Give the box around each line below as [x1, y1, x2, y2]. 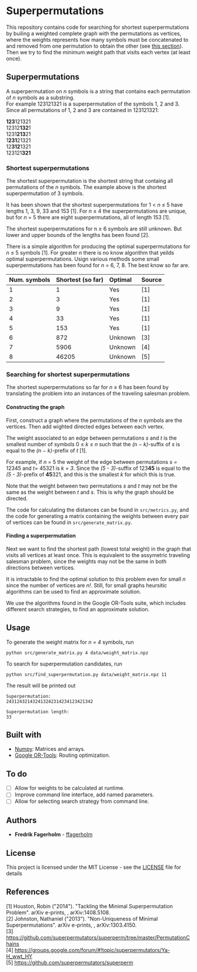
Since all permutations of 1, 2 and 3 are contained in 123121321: [6, 106, 159, 113]
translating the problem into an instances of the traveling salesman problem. [6, 390, 191, 397]
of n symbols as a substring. [6, 94, 75, 101]
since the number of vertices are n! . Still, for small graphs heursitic [6, 582, 168, 589]
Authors [6, 815, 37, 825]
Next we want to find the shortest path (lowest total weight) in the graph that [6, 545, 191, 552]
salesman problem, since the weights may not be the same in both [6, 558, 166, 565]
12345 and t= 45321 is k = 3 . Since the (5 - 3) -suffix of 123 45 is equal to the [6, 464, 191, 472]
